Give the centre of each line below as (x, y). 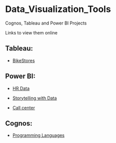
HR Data (21, 88)
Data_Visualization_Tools (58, 9)
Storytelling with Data (34, 98)
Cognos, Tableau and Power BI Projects (46, 23)
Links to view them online (31, 32)
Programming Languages (38, 135)
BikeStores (23, 60)
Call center (23, 107)
